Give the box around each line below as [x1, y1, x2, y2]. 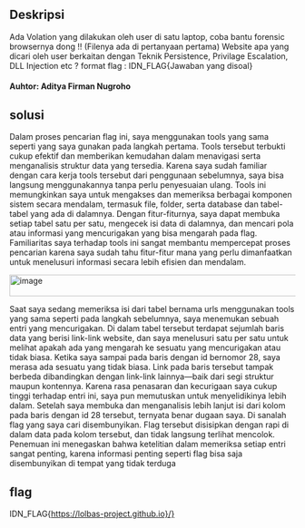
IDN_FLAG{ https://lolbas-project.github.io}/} [9, 508, 175, 520]
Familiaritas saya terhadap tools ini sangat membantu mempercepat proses [9, 238, 290, 249]
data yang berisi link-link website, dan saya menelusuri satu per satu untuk [9, 333, 289, 344]
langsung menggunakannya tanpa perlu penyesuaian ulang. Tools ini [9, 180, 266, 191]
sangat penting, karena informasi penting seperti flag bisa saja [9, 448, 243, 459]
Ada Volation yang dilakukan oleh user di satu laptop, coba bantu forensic [9, 31, 285, 42]
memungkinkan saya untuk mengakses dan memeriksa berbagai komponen [9, 190, 292, 200]
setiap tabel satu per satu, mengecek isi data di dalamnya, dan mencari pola [9, 218, 294, 230]
